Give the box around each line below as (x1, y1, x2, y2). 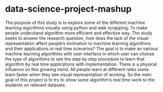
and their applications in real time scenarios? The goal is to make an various (5, 46, 158, 51)
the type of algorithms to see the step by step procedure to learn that (5, 56, 145, 62)
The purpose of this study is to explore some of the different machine (5, 20, 145, 25)
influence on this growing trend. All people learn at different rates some (5, 66, 149, 72)
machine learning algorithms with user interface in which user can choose (5, 50, 155, 57)
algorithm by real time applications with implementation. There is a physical (5, 61, 157, 67)
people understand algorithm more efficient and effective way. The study (5, 30, 153, 36)
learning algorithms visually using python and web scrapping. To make (5, 24, 148, 30)
